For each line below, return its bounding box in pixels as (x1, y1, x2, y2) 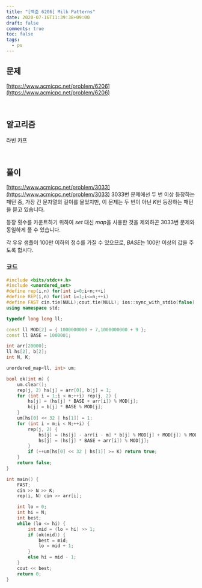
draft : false (6, 20, 39, 26)
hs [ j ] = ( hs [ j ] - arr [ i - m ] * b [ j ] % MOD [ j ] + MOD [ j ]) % (38, 432, 188, 438)
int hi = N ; (17, 509, 47, 516)
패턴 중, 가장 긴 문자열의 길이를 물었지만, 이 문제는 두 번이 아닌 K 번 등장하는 (6, 198, 182, 206)
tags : (6, 37, 20, 43)
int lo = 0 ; (17, 504, 47, 510)
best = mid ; (38, 537, 69, 544)
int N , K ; (6, 354, 31, 361)
